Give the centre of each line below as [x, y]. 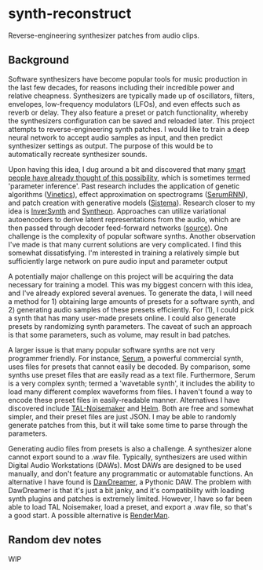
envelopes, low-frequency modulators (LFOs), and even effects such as [124, 104]
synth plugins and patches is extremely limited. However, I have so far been [130, 499]
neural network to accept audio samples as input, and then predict [115, 137]
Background [38, 60]
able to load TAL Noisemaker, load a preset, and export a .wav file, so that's [130, 506]
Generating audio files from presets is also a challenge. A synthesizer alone [130, 448]
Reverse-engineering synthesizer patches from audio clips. [104, 35]
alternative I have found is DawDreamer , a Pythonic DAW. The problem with [130, 482]
